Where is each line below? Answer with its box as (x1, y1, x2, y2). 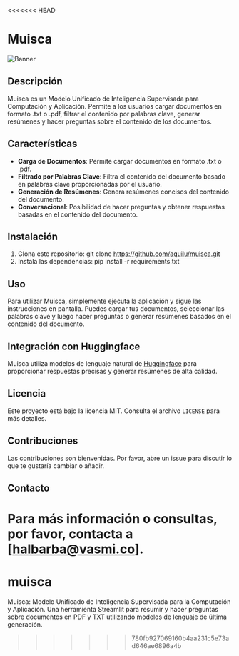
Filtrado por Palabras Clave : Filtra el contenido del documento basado (17, 172, 226, 181)
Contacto (7, 482, 50, 495)
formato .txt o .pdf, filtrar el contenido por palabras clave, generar (7, 109, 201, 118)
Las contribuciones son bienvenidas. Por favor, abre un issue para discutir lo (7, 454, 233, 462)
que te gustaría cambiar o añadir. (7, 461, 105, 470)
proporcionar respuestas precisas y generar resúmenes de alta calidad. (7, 367, 218, 375)
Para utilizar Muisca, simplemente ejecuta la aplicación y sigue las (7, 297, 202, 306)
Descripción (7, 75, 63, 88)
